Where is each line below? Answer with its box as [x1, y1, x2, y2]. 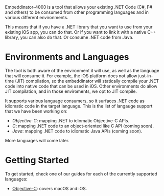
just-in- [138, 73, 153, 79]
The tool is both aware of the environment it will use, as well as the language [5, 67, 160, 73]
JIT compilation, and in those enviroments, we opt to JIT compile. [5, 88, 137, 94]
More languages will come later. [5, 137, 70, 143]
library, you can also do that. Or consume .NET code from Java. [5, 34, 134, 40]
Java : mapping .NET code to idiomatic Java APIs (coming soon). [12, 128, 142, 134]
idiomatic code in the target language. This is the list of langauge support [5, 103, 153, 109]
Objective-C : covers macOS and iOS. [12, 185, 87, 191]
